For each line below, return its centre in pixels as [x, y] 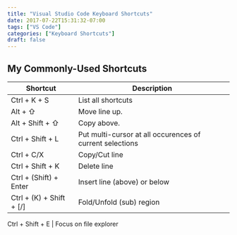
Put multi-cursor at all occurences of [139, 134]
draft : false [26, 40]
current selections [108, 143]
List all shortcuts [105, 100]
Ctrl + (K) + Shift [38, 198]
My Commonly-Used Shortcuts [77, 69]
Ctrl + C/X [28, 154]
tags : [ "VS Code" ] [34, 27]
